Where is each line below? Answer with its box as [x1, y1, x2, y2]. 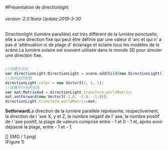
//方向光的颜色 [5, 75, 32, 80]
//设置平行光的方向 [5, 85, 40, 90]
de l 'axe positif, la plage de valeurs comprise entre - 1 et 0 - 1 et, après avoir [5, 118, 163, 124]
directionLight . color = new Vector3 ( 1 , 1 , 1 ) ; [5, 80, 104, 85]
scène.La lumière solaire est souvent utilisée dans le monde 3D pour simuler [5, 47, 162, 53]
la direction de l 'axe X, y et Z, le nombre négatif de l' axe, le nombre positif [5, 113, 160, 119]
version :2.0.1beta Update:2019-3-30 [5, 15, 81, 21]
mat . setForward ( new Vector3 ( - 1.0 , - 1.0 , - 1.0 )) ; [5, 94, 108, 99]
